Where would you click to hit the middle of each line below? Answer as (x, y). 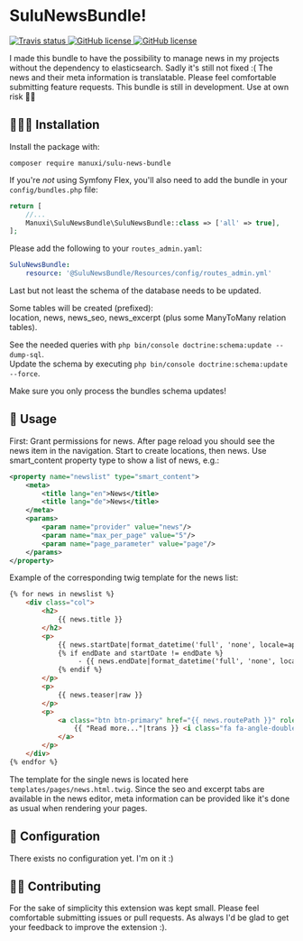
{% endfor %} (34, 762)
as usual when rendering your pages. (78, 807)
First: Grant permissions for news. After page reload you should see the (142, 441)
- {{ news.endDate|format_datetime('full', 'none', (177, 661)
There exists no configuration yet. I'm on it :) (92, 858)
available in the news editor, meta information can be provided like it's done (150, 798)
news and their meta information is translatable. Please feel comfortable (143, 77)
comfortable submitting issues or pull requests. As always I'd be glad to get (149, 918)
